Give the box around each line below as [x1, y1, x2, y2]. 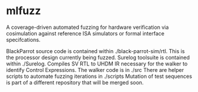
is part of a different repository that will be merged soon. [6, 78, 144, 86]
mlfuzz [6, 4, 41, 18]
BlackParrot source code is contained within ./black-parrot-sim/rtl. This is [6, 47, 185, 54]
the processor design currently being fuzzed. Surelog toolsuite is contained [6, 54, 190, 61]
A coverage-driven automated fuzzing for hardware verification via [6, 24, 169, 31]
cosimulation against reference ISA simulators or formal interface [6, 29, 164, 37]
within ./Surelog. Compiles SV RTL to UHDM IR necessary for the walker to [6, 60, 188, 67]
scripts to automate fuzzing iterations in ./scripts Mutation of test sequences [6, 73, 192, 80]
